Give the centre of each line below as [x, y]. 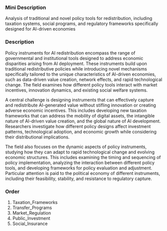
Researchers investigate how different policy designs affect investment [78, 126]
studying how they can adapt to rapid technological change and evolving [80, 152]
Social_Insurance [30, 223]
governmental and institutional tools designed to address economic [74, 58]
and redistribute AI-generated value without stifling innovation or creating [81, 105]
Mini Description [26, 7]
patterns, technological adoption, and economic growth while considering [81, 131]
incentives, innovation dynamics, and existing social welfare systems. [77, 90]
